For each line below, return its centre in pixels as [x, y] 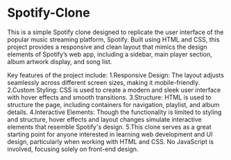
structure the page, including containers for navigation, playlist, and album [113, 104]
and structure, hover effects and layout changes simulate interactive [105, 119]
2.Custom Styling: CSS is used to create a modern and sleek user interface [114, 90]
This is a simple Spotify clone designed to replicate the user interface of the [115, 32]
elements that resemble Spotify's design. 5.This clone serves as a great [109, 127]
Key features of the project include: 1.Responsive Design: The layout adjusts [115, 75]
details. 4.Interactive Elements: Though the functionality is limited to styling [114, 112]
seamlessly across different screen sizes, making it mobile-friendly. [103, 82]
